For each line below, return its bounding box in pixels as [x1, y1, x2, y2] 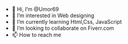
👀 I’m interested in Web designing [11, 12, 95, 19]
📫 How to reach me [11, 32, 61, 38]
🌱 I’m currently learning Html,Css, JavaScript [11, 18, 122, 25]
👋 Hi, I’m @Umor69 [11, 6, 60, 12]
